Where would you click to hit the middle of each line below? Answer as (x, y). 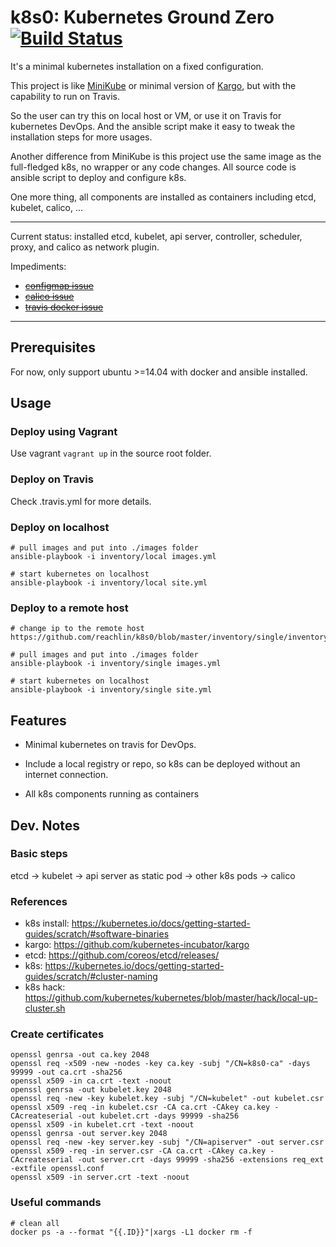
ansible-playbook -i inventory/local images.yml (113, 557)
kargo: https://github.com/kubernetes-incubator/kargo (137, 945)
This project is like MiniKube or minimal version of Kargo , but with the (153, 85)
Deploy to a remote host (69, 608)
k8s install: (47, 923)
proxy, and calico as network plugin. (85, 247)
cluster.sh (45, 1008)
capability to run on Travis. (65, 96)
